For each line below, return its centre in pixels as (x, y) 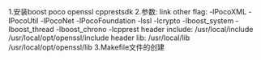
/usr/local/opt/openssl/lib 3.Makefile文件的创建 (86, 47)
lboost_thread (31, 29)
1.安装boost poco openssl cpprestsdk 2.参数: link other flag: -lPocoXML (128, 12)
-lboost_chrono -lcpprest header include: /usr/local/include (154, 29)
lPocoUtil (24, 21)
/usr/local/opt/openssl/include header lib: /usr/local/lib (99, 38)
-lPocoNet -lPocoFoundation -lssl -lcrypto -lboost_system (137, 21)
